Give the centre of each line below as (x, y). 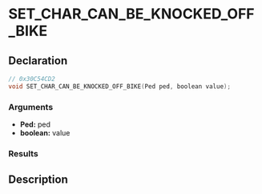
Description (38, 180)
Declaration (38, 61)
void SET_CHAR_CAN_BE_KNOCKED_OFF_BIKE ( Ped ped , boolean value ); (119, 86)
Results (23, 153)
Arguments (31, 107)
